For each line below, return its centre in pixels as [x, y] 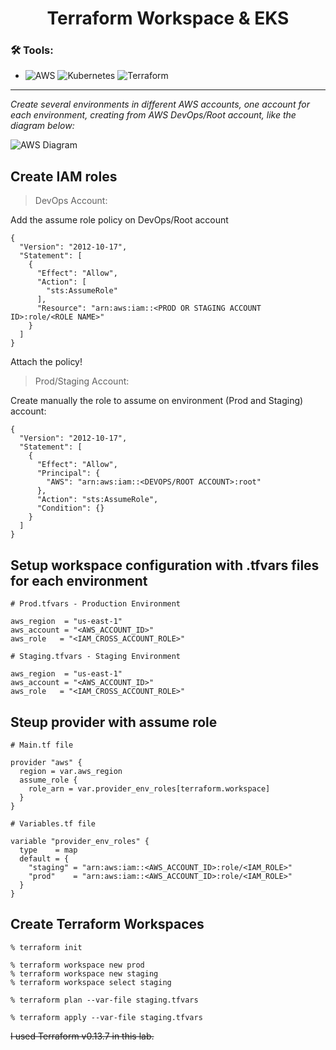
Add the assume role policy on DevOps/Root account [119, 220]
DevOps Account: [71, 201]
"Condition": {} [70, 508]
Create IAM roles [64, 176]
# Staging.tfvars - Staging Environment [96, 657]
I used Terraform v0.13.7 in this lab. [82, 1036]
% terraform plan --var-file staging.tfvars [104, 1000]
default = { [44, 858]
